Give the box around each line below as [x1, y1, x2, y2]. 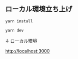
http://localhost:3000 [5, 48, 50, 54]
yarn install [5, 18, 33, 24]
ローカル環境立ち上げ [5, 5, 72, 14]
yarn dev [5, 27, 24, 33]
